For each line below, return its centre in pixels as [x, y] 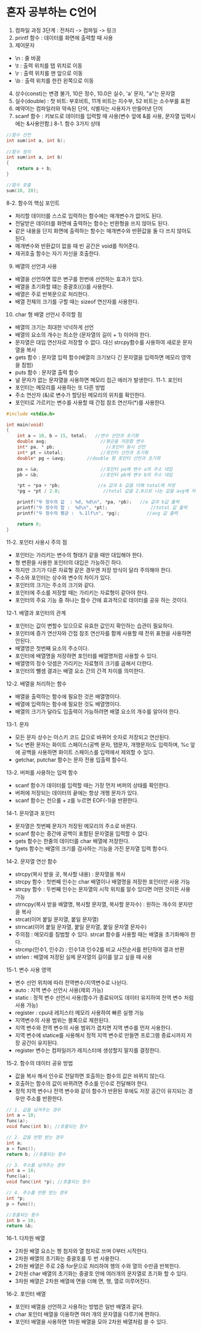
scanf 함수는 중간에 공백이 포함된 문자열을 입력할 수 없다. [82, 833]
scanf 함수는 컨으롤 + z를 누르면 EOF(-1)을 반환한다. [77, 800]
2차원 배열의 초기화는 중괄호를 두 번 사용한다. [68, 1259]
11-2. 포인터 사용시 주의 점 [37, 542]
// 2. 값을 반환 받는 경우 [35, 1138]
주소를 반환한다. [45, 1098]
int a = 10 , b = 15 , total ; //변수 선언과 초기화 [78, 436]
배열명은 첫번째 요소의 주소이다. [52, 648]
